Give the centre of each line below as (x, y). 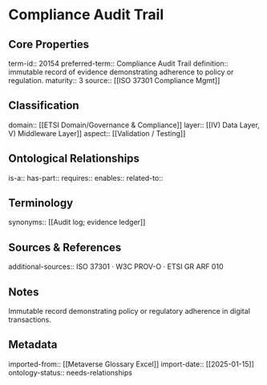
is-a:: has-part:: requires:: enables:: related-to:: (86, 178)
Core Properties (49, 44)
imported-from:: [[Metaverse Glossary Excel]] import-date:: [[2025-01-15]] (131, 364)
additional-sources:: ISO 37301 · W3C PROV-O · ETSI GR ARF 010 (116, 267)
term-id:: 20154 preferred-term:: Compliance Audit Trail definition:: (118, 63)
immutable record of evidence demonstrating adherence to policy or (121, 72)
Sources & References (65, 247)
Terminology (41, 203)
